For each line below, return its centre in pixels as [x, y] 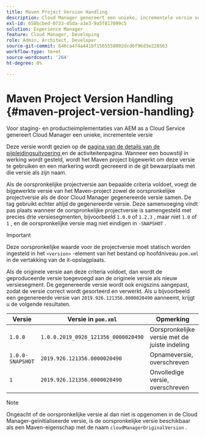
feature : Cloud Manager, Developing [53, 35]
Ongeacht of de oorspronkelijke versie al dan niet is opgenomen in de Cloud [102, 414]
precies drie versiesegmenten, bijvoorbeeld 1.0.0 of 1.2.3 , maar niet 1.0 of [102, 217]
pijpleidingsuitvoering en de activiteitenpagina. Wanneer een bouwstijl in [98, 153]
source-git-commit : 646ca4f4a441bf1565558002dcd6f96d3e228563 [87, 46]
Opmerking [173, 319]
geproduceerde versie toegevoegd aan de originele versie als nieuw [92, 278]
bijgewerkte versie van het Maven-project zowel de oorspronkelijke [91, 191]
